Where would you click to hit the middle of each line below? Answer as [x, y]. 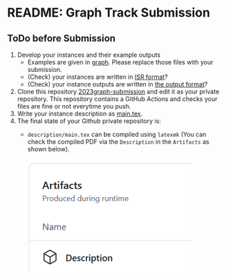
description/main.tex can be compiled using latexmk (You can [117, 134]
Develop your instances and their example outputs [89, 55]
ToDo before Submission [62, 38]
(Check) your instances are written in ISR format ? [97, 77]
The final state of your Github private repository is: [89, 121]
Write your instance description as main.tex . [80, 113]
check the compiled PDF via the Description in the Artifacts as [118, 142]
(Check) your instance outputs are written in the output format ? [117, 84]
